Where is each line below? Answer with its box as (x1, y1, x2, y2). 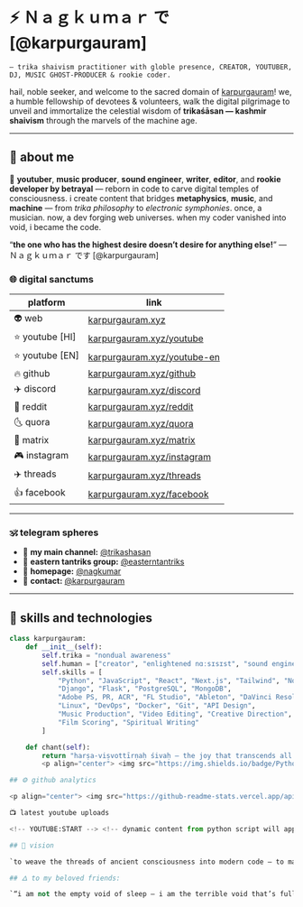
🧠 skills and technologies (9, 610, 153, 625)
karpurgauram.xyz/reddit (87, 401, 194, 413)
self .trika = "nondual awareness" (41, 651, 171, 660)
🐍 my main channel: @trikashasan (22, 547, 151, 558)
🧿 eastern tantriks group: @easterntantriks (22, 556, 185, 568)
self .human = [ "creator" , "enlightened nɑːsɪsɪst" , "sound (41, 659, 269, 668)
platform (27, 296, 66, 309)
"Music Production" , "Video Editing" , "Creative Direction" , (57, 709, 293, 719)
